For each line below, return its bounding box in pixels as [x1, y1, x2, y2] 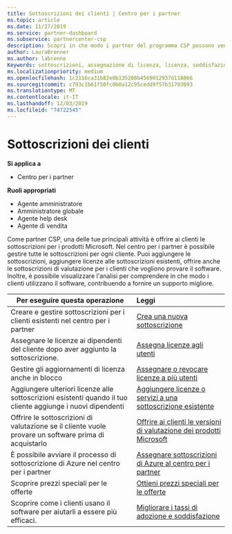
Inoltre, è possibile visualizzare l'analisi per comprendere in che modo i [7, 271, 209, 280]
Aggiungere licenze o [136, 384, 206, 394]
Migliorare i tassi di [136, 502, 198, 512]
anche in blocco [10, 373, 63, 383]
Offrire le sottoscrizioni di [10, 412, 93, 422]
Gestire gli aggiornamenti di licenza [10, 364, 126, 374]
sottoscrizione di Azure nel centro [10, 458, 121, 468]
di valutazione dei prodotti [136, 425, 221, 435]
